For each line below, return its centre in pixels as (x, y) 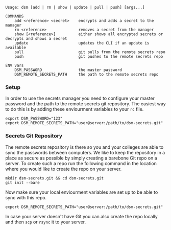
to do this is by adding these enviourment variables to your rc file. (75, 109)
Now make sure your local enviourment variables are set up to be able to (82, 192)
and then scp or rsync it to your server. (46, 222)
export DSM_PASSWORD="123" (34, 119)
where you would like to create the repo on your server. (64, 169)
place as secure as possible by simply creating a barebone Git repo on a (81, 158)
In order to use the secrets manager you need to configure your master (80, 98)
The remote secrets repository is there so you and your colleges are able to (84, 147)
